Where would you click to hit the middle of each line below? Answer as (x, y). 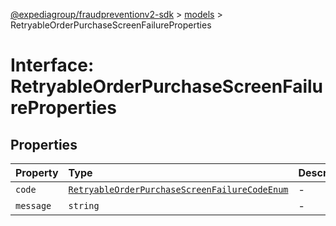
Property (37, 172)
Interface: (52, 65)
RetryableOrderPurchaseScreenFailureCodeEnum (178, 189)
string (84, 205)
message (33, 205)
